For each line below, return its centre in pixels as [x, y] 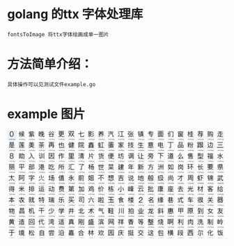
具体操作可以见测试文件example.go [52, 84]
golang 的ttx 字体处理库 [75, 14]
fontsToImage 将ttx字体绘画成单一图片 [58, 34]
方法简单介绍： [50, 64]
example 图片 [46, 114]
